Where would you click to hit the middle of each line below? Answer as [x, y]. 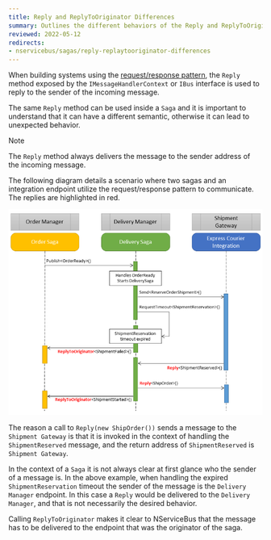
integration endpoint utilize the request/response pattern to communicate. [131, 189]
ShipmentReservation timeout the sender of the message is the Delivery [127, 486]
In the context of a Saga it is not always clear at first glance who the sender [132, 469]
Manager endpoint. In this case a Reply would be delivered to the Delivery [129, 495]
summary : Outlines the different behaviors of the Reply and [113, 25]
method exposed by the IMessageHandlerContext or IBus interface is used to [134, 84]
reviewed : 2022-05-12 [45, 34]
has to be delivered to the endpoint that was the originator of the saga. [126, 528]
